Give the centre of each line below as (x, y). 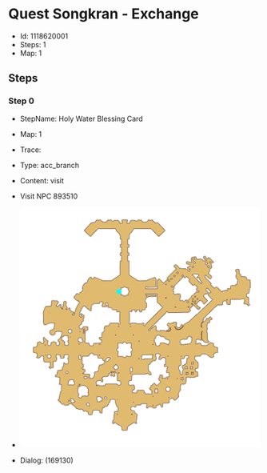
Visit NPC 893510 (49, 196)
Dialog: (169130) (46, 460)
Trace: (30, 150)
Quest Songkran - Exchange (104, 14)
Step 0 (21, 101)
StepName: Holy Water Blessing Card (81, 118)
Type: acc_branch (50, 165)
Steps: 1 (33, 44)
